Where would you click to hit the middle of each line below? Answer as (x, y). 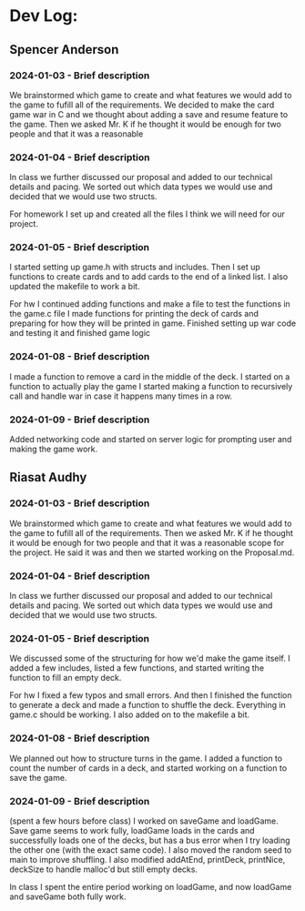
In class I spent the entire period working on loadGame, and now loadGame (151, 886)
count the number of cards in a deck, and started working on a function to (148, 768)
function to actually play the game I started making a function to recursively (151, 386)
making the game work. (54, 449)
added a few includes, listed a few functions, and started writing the (137, 668)
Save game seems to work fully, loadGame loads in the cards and (132, 830)
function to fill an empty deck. (66, 678)
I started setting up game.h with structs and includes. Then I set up (135, 267)
